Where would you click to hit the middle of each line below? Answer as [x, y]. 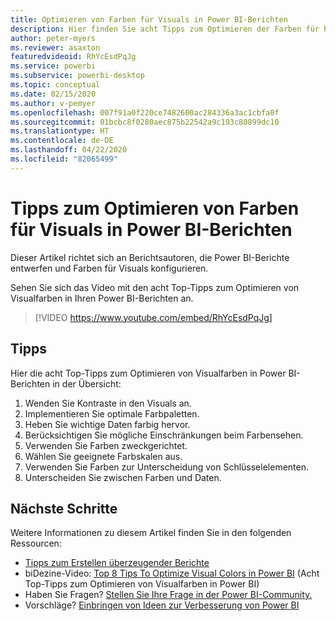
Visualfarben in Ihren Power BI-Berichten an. [102, 298]
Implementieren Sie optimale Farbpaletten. [112, 413]
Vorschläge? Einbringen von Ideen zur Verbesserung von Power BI [162, 605]
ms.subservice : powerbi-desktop [77, 76]
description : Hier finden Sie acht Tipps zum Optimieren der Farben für [165, 29]
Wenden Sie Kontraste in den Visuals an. [108, 403]
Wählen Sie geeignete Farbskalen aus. [103, 456]
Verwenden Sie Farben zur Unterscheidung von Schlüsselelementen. [166, 467]
